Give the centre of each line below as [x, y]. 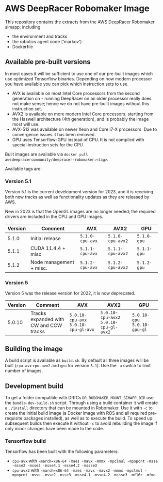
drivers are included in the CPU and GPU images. [54, 217]
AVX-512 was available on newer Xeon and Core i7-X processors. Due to [84, 129]
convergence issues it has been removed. [54, 134]
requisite [14, 418]
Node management [52, 262]
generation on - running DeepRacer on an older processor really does [82, 98]
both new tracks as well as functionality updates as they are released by [77, 197]
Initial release [46, 239]
